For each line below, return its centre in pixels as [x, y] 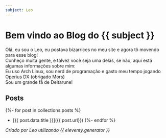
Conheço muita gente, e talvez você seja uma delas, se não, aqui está [79, 60]
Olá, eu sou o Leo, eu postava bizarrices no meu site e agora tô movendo [82, 50]
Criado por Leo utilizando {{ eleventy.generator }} [58, 130]
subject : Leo [19, 10]
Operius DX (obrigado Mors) [35, 77]
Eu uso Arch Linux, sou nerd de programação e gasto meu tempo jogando [83, 71]
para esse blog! [22, 55]
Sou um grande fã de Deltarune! [39, 82]
